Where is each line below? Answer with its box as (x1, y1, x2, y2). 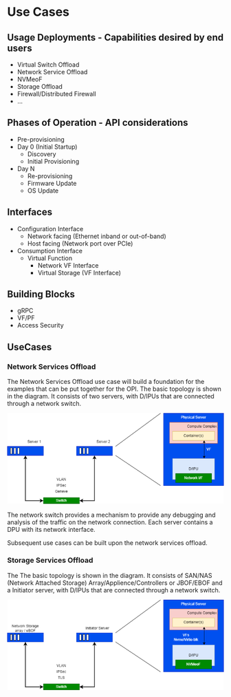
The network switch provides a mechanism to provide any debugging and (7, 511, 216, 519)
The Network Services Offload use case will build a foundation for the (7, 378, 205, 386)
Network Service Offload (16, 68, 88, 76)
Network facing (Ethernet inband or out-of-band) (27, 232, 166, 240)
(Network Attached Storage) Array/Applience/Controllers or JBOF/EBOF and (7, 579, 223, 587)
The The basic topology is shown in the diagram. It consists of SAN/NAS (7, 571, 212, 579)
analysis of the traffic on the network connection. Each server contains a (7, 517, 213, 526)
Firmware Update (27, 179, 77, 187)
